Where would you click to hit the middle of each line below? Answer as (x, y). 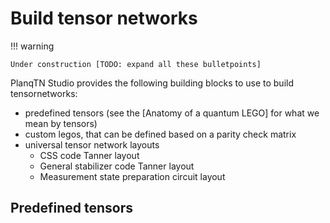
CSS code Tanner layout (89, 155)
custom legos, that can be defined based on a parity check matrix (160, 134)
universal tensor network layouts (92, 144)
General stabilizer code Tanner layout (117, 166)
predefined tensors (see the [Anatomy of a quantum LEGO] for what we (172, 113)
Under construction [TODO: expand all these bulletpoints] (136, 64)
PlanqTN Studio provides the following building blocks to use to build (152, 83)
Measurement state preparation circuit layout (132, 176)
